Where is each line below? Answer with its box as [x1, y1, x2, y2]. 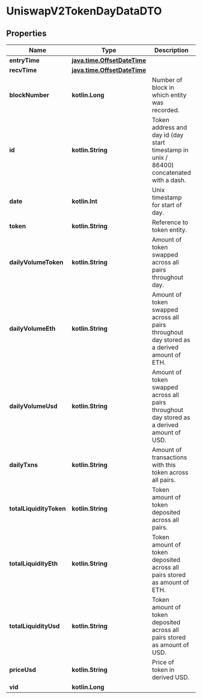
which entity [151, 91, 187, 99]
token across [151, 468, 189, 477]
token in [151, 666, 175, 674]
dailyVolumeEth [9, 324, 56, 333]
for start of [151, 201, 182, 209]
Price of [151, 658, 174, 666]
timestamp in [151, 146, 189, 154]
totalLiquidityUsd [9, 622, 60, 630]
